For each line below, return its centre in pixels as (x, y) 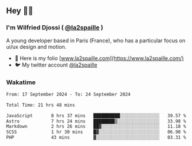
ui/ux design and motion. (36, 47)
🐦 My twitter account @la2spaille (56, 65)
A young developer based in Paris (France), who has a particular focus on (96, 40)
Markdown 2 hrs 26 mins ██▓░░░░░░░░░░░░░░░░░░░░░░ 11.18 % (96, 127)
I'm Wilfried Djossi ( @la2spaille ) (55, 28)
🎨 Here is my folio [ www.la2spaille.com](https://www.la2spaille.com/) (99, 58)
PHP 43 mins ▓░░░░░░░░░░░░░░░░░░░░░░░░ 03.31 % (96, 138)
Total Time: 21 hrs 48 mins (41, 105)
